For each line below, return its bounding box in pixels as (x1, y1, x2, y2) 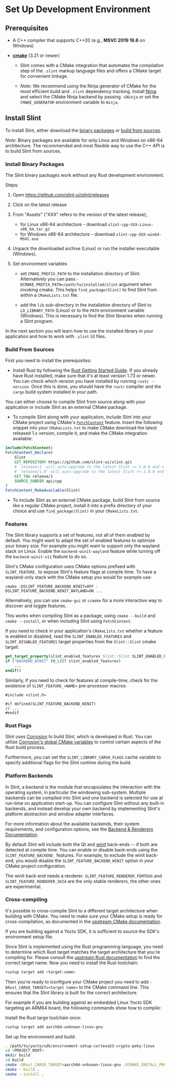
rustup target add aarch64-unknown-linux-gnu (5, 1024, 103, 1029)
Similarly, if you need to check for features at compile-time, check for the (5, 677, 158, 683)
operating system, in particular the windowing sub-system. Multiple (5, 789, 146, 795)
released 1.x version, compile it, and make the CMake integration (12, 430, 148, 436)
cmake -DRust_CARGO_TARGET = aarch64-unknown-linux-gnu (5, 1062, 121, 1067)
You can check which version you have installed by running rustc (12, 378, 149, 384)
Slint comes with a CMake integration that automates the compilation (20, 62, 164, 68)
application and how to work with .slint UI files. (5, 334, 106, 340)
